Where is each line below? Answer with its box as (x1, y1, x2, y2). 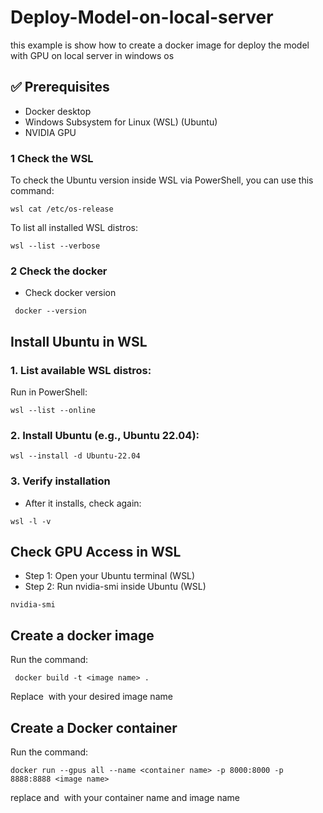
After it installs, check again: (24, 497, 142, 509)
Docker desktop (24, 105, 92, 117)
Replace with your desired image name (10, 691, 173, 703)
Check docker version (24, 287, 117, 299)
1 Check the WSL (10, 151, 94, 165)
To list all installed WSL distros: (10, 222, 138, 234)
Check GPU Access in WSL (10, 544, 182, 561)
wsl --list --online (10, 406, 97, 416)
